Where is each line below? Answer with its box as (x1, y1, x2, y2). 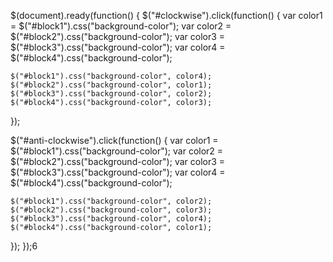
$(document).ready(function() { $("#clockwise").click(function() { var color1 (10, 10, 323, 21)
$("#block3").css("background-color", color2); (10, 89, 213, 99)
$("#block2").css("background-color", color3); (10, 205, 213, 215)
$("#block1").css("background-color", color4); (10, 71, 213, 81)
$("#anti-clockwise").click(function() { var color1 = (10, 135, 219, 146)
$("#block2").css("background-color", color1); (10, 80, 213, 90)
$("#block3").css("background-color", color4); (10, 214, 213, 224)
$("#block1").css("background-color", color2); (10, 196, 213, 206)
